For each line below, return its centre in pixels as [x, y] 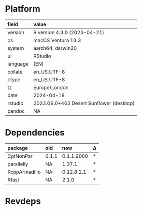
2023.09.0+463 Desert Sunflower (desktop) [84, 103]
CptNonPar [20, 156]
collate [15, 72]
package [18, 148]
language [18, 64]
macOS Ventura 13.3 [57, 40]
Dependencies [35, 133]
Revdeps [23, 201]
